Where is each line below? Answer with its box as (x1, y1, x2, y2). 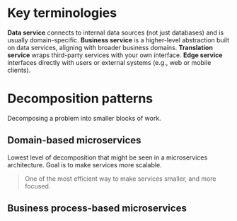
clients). (7, 66, 31, 74)
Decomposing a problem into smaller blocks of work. (7, 114, 161, 122)
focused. (24, 181, 51, 190)
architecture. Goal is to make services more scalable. (7, 160, 162, 169)
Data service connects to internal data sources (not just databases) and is (7, 28, 224, 37)
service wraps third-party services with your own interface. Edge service (7, 51, 223, 59)
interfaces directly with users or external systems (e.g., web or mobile (7, 58, 212, 66)
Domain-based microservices (7, 134, 141, 146)
